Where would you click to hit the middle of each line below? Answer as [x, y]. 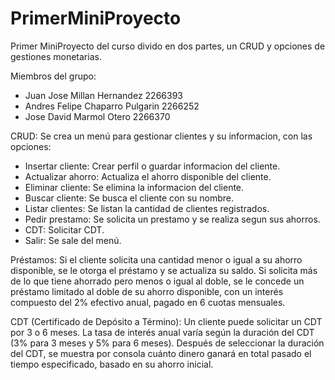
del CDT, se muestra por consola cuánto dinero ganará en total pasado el [161, 353]
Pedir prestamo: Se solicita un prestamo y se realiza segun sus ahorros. [172, 219]
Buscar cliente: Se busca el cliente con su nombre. [129, 198]
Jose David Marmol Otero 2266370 [97, 116]
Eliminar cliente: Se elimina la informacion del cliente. [134, 187]
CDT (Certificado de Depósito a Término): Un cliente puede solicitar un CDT [166, 321]
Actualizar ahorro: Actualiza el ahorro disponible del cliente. [148, 176]
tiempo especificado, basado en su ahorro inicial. [112, 364]
